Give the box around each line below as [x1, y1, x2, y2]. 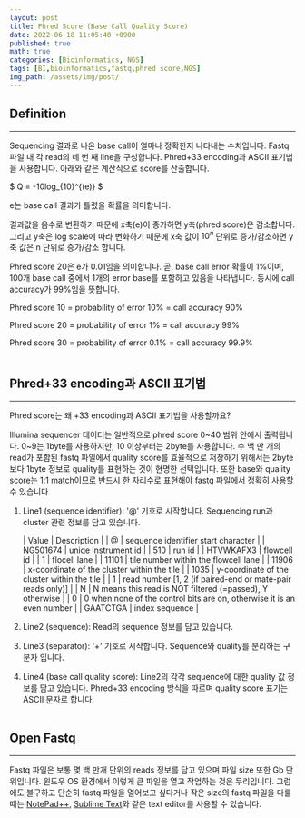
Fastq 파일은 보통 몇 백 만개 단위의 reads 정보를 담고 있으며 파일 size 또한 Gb [9, 764, 284, 775]
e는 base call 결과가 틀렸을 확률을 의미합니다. [9, 199, 171, 210]
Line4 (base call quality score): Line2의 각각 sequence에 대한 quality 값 [22, 672, 286, 683]
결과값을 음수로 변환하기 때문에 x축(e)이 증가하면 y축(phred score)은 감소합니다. [9, 219, 295, 230]
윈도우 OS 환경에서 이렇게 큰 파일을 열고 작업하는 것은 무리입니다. [43, 775, 275, 786]
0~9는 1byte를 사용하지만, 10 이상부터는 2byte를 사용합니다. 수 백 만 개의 [21, 441, 281, 452]
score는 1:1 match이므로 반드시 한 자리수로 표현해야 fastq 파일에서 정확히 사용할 [9, 474, 294, 486]
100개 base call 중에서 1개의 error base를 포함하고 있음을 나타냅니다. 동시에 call [9, 273, 295, 284]
